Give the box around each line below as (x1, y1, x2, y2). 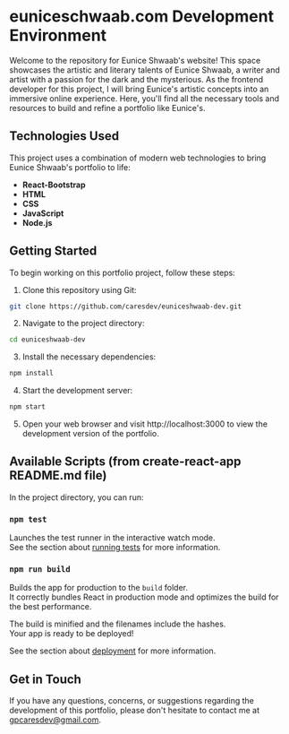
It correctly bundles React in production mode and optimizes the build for (9, 592, 279, 602)
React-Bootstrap (21, 179, 86, 190)
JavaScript (21, 208, 64, 219)
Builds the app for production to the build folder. (9, 583, 189, 593)
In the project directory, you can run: (9, 491, 144, 503)
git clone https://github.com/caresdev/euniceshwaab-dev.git (9, 302, 242, 311)
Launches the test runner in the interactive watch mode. (9, 532, 217, 543)
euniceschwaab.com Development (9, 6, 275, 27)
